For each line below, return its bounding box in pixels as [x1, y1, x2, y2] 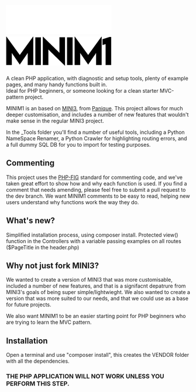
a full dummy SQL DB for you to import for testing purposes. [6, 141, 151, 148]
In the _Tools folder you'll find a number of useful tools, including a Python [6, 129, 185, 136]
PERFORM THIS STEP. [6, 380, 70, 388]
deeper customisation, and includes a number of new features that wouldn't [6, 111, 189, 118]
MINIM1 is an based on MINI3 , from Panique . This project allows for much [6, 104, 183, 111]
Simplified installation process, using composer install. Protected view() [6, 231, 178, 238]
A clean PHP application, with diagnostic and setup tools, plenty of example [6, 75, 188, 82]
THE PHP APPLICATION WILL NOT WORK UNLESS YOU [6, 372, 164, 380]
